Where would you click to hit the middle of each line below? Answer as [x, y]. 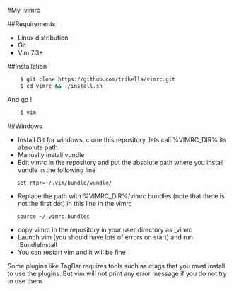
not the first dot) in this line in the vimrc [75, 203]
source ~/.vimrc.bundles [53, 216]
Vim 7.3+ [30, 53]
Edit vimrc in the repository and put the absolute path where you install [121, 162]
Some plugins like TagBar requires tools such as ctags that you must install [116, 266]
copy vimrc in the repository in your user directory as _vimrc [105, 229]
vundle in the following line [57, 170]
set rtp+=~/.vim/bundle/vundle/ [64, 183]
